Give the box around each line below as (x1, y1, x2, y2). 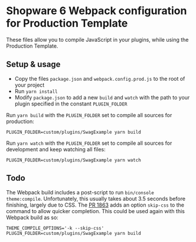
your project (14, 81, 45, 88)
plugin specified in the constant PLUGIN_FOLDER (14, 100, 128, 107)
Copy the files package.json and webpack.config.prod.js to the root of (14, 75, 185, 82)
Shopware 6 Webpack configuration (6, 4, 187, 18)
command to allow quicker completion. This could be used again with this (6, 207, 185, 214)
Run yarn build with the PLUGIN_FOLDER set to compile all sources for (6, 111, 172, 118)
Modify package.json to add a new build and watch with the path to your (14, 94, 190, 101)
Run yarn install (14, 87, 58, 95)
